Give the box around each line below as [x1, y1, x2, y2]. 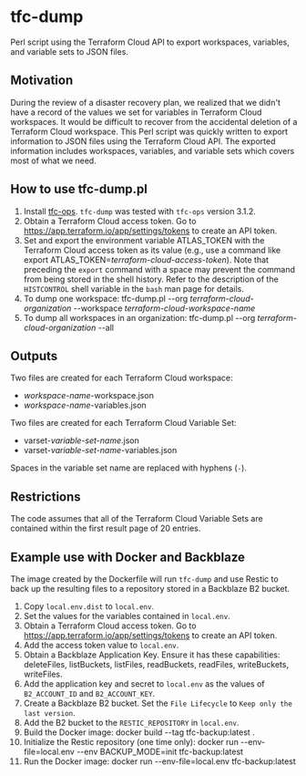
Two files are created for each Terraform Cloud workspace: [10, 372, 233, 384]
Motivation [10, 73, 74, 88]
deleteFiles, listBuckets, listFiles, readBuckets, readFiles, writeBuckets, [23, 659, 290, 669]
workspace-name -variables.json [23, 399, 147, 411]
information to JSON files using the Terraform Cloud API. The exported [10, 135, 276, 147]
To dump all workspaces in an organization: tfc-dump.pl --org [23, 312, 256, 323]
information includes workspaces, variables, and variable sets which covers [10, 145, 295, 156]
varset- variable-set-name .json [23, 435, 139, 446]
